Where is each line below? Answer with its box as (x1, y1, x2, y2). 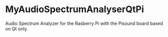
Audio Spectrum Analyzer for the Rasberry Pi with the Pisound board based (5, 20, 163, 26)
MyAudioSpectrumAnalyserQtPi (5, 4, 144, 15)
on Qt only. (5, 25, 28, 31)
